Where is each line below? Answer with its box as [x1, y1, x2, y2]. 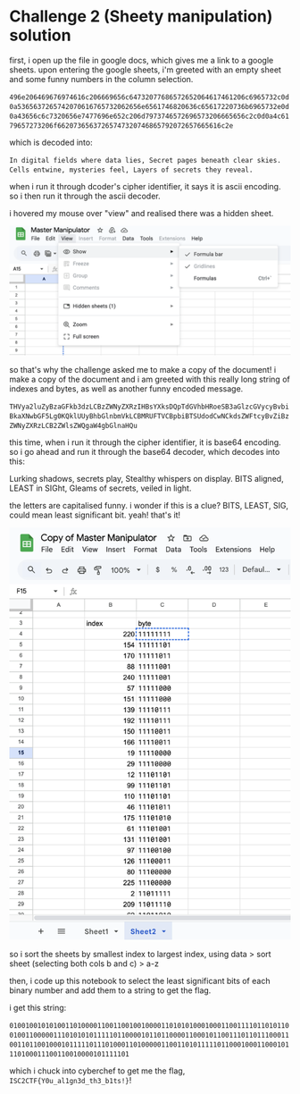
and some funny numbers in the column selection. [9, 73, 194, 84]
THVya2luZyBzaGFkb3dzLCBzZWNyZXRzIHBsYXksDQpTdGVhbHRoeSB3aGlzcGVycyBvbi [9, 402, 290, 412]
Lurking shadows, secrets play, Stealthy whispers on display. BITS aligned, [9, 474, 284, 484]
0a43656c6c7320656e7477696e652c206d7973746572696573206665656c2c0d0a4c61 [9, 112, 290, 121]
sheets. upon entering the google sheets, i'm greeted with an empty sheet [9, 64, 281, 75]
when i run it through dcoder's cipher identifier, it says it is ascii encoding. [9, 181, 281, 191]
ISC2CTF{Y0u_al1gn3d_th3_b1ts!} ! [9, 1074, 132, 1085]
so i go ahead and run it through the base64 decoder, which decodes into [9, 447, 280, 458]
